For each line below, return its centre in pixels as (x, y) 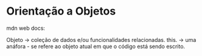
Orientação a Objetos (61, 11)
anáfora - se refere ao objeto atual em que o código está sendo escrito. (96, 46)
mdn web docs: (26, 28)
